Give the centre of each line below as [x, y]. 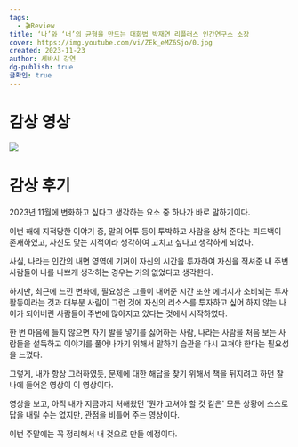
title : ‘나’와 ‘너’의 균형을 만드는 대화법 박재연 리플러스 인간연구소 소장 [129, 34]
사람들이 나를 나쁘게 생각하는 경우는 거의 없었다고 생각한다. [111, 272]
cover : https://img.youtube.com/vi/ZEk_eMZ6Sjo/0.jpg [111, 42]
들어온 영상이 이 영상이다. [69, 385]
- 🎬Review [36, 26]
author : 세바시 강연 [43, 59]
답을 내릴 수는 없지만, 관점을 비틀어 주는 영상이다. [95, 414]
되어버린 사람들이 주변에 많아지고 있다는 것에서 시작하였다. [127, 313]
